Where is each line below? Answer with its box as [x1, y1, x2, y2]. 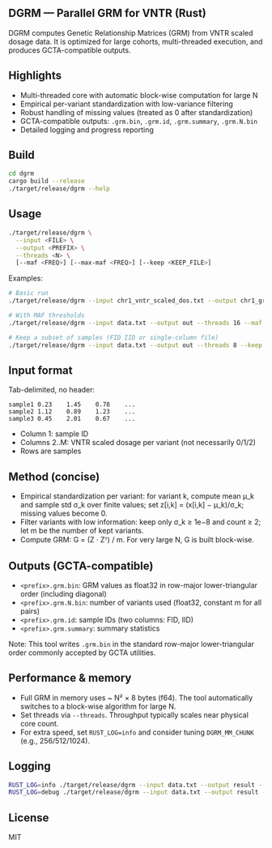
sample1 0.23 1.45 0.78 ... [8, 400, 136, 409]
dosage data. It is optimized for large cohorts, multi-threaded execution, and [8, 36, 263, 46]
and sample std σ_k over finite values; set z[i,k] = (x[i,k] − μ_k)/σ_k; [19, 500, 244, 510]
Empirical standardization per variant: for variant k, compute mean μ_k [19, 491, 255, 501]
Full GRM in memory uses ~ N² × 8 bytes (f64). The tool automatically [19, 692, 253, 702]
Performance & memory [8, 671, 132, 685]
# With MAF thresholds [8, 311, 85, 319]
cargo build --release [8, 178, 85, 186]
